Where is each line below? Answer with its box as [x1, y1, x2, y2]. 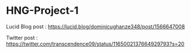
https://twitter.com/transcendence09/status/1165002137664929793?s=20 [6, 40, 185, 47]
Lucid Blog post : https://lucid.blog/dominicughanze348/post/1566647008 [6, 23, 185, 30]
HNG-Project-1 [6, 4, 79, 17]
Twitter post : [6, 34, 38, 41]
